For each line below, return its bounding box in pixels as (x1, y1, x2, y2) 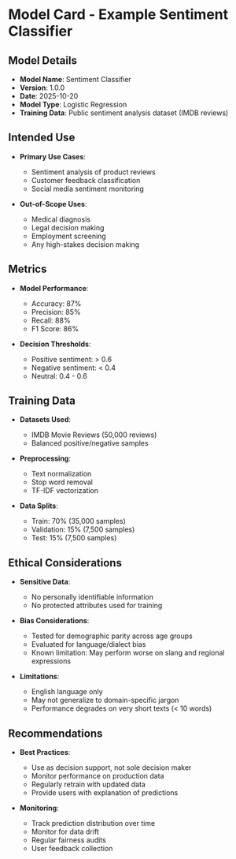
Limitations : (19, 672, 60, 682)
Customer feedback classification (31, 175, 141, 185)
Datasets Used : (19, 415, 72, 424)
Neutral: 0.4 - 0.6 (31, 371, 88, 380)
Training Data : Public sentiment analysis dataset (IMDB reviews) (19, 108, 229, 118)
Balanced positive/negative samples (31, 439, 149, 448)
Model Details (8, 54, 77, 67)
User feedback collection (31, 844, 113, 853)
